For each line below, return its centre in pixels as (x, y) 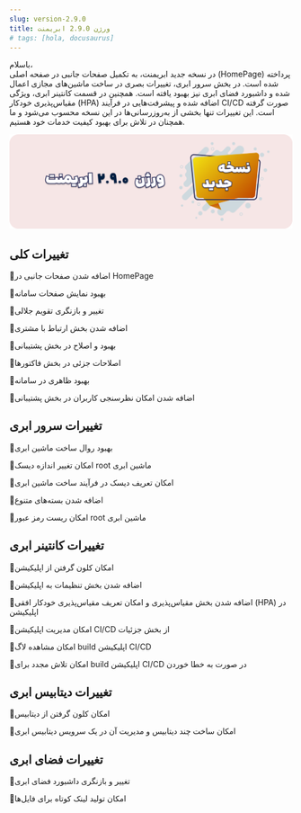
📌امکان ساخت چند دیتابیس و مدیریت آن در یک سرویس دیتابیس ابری (123, 731)
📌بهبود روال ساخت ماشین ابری (61, 447)
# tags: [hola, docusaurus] (62, 38)
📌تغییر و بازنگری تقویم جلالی (57, 311)
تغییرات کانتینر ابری (57, 545)
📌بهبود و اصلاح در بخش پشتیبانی (63, 345)
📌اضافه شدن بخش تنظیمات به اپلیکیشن (75, 585)
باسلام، (21, 65)
